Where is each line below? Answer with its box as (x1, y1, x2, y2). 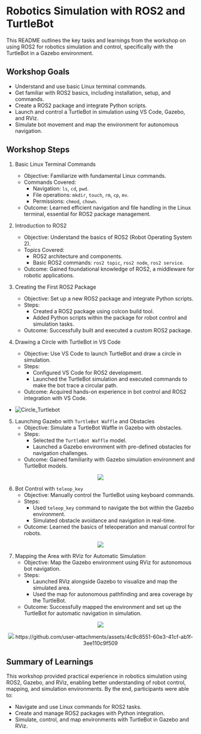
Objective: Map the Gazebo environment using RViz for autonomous (23, 559, 192, 566)
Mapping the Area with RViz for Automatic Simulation (14, 552, 146, 559)
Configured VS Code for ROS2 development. (32, 369, 143, 376)
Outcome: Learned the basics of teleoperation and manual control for (23, 523, 195, 530)
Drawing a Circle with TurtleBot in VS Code (14, 338, 121, 345)
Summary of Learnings (6, 657, 94, 667)
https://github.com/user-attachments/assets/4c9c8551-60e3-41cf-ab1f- (15, 633, 193, 640)
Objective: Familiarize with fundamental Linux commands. (23, 172, 166, 179)
